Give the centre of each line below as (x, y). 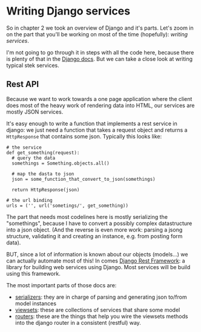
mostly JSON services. (35, 112)
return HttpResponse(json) (46, 190)
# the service (24, 147)
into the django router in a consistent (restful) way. (78, 322)
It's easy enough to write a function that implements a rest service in (92, 123)
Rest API (23, 84)
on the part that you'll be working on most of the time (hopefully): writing (97, 34)
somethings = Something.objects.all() (61, 163)
